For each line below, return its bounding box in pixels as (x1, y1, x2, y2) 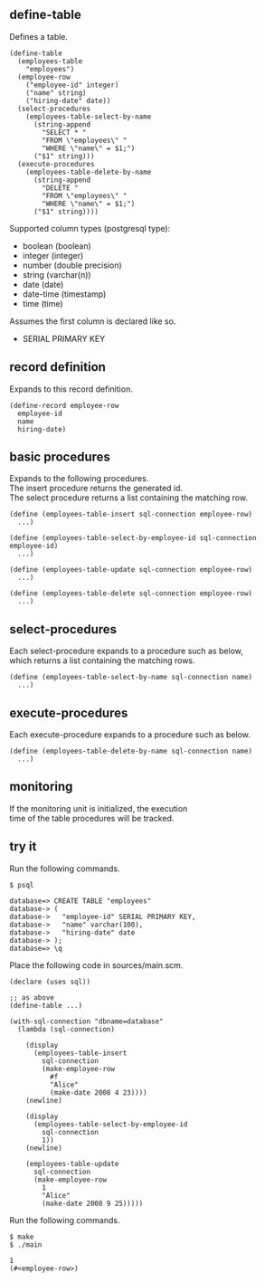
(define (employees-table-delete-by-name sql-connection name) (9, 746, 253, 756)
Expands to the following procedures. (9, 473, 149, 484)
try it (9, 839, 37, 854)
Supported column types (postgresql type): (9, 223, 171, 233)
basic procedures (9, 450, 111, 465)
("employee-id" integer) (25, 81, 119, 90)
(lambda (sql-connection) (17, 1024, 116, 1034)
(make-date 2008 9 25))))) (42, 1199, 144, 1208)
